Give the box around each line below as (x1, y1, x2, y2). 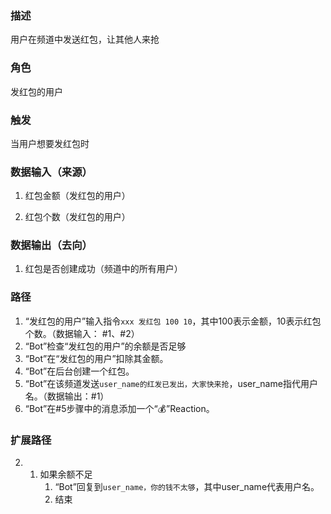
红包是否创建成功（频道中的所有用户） (24, 263, 183, 275)
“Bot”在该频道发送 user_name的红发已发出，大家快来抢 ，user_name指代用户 (24, 377, 318, 389)
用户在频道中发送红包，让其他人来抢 (10, 33, 160, 46)
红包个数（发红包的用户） (24, 211, 131, 223)
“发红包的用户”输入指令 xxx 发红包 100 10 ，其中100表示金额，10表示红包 (24, 315, 322, 327)
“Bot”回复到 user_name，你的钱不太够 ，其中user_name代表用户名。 (54, 481, 320, 493)
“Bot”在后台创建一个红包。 (24, 365, 135, 377)
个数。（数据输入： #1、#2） (24, 327, 140, 339)
